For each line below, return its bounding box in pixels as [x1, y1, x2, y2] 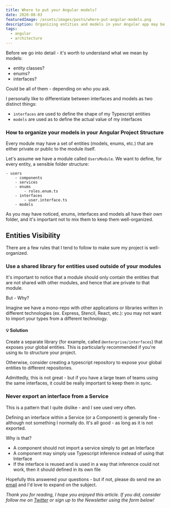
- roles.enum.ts [24, 189, 58, 194]
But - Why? [6, 295, 29, 301]
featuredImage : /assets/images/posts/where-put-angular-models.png [6, 17, 152, 22]
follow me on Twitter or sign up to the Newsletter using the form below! [6, 497, 154, 503]
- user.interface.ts [24, 198, 67, 203]
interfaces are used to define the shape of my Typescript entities [13, 110, 151, 117]
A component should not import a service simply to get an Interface [13, 444, 155, 451]
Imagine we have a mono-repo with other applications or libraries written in [6, 305, 163, 311]
